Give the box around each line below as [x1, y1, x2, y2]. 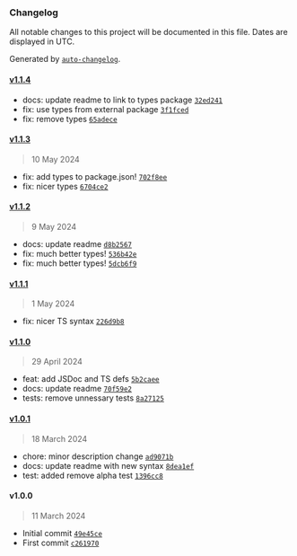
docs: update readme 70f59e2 [22, 384, 133, 394]
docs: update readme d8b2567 [22, 238, 133, 249]
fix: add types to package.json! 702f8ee [22, 171, 168, 181]
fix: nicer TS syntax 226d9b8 [22, 316, 125, 327]
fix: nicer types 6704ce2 [22, 181, 109, 191]
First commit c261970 [22, 537, 100, 548]
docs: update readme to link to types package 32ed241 [22, 94, 223, 105]
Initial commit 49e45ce [22, 527, 103, 538]
